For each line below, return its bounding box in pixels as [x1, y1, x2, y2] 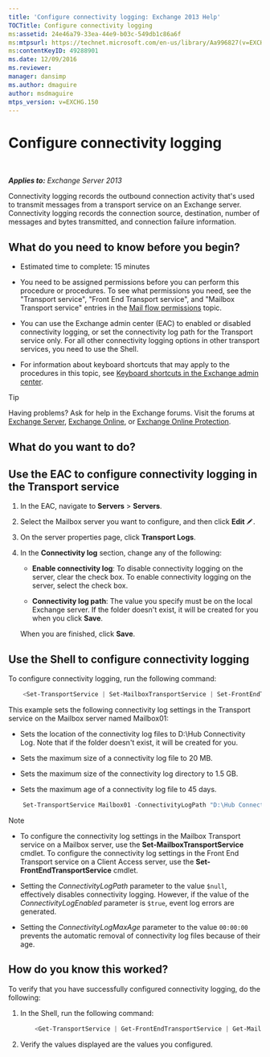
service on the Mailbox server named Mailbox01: [8, 713, 169, 724]
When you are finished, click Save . [19, 629, 136, 639]
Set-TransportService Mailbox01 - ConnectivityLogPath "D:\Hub [22, 801, 235, 809]
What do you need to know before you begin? [8, 240, 241, 254]
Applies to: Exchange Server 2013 [8, 175, 122, 185]
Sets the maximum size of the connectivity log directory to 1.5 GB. [19, 769, 239, 778]
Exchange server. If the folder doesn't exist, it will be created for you [31, 605, 259, 615]
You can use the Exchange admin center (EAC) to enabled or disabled [19, 319, 252, 328]
